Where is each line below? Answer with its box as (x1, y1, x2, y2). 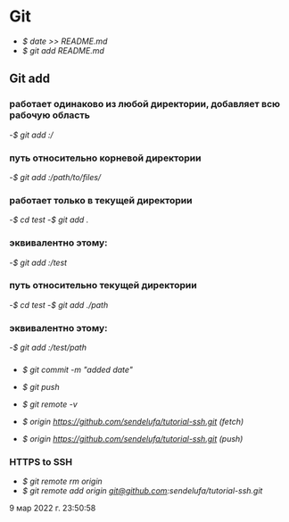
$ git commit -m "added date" (21, 364, 134, 376)
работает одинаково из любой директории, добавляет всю (9, 98, 281, 111)
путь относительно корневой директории (9, 152, 202, 164)
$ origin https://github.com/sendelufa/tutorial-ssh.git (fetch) (21, 417, 244, 427)
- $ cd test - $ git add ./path (9, 299, 109, 310)
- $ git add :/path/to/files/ (9, 171, 102, 182)
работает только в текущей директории (9, 194, 193, 206)
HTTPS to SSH (9, 455, 73, 468)
